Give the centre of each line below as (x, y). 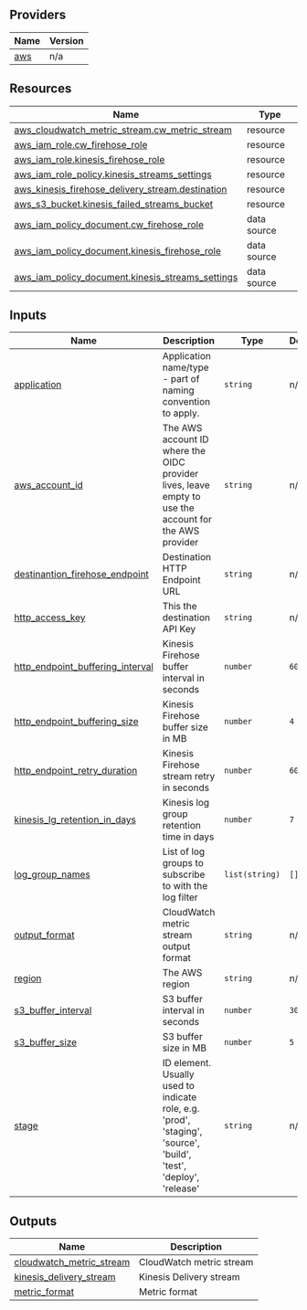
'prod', (176, 1120)
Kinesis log (186, 803)
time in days (188, 837)
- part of (181, 379)
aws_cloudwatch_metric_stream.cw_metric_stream (123, 130)
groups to (183, 863)
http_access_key (50, 618)
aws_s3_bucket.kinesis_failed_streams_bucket (114, 204)
